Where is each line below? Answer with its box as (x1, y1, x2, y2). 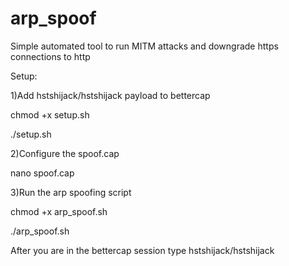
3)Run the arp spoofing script (10, 186, 132, 198)
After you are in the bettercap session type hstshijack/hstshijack (10, 244, 275, 256)
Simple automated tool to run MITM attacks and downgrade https (10, 40, 279, 52)
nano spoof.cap (10, 167, 75, 179)
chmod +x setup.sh (10, 108, 90, 121)
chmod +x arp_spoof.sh (10, 205, 108, 217)
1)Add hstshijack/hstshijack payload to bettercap (10, 89, 211, 101)
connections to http (10, 50, 91, 62)
